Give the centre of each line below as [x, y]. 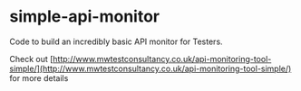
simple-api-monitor [85, 17]
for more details [39, 77]
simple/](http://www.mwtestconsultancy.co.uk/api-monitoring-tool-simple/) [150, 68]
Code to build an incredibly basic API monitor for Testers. [117, 41]
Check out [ [31, 59]
